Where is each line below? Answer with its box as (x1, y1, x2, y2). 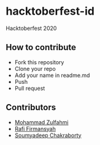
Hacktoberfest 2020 (6, 24, 57, 32)
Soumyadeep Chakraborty (14, 132, 82, 139)
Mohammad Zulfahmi (14, 118, 69, 126)
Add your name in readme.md (14, 72, 90, 79)
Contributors (6, 102, 56, 113)
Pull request (14, 84, 45, 92)
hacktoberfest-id (6, 4, 94, 18)
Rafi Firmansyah (14, 125, 56, 132)
